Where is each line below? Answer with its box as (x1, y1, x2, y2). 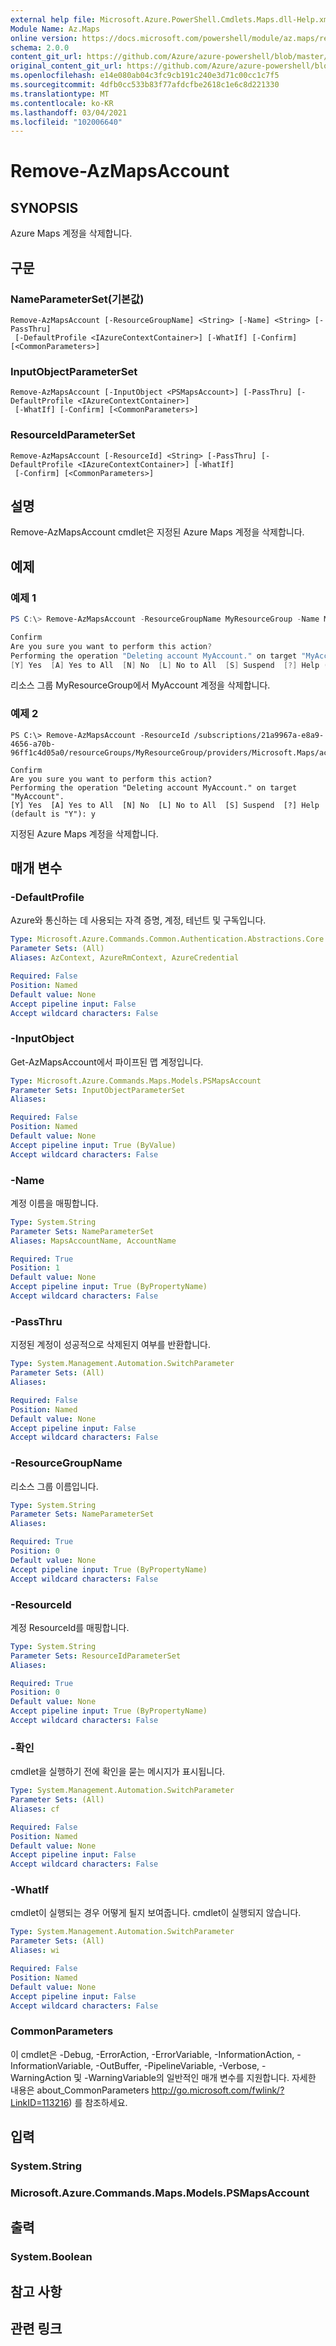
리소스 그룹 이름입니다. (10, 1480, 99, 1492)
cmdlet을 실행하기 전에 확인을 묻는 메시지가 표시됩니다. (10, 1766, 226, 1778)
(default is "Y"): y (10, 809, 97, 819)
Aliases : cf (10, 1804, 60, 1814)
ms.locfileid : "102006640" (10, 117, 123, 127)
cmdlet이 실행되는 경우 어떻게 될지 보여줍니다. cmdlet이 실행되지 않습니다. (10, 1907, 302, 1919)
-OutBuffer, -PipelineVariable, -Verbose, (95, 2059, 260, 2071)
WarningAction (10, 2071, 72, 2083)
